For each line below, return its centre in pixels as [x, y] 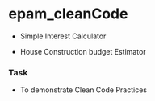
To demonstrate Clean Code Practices [84, 90]
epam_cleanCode [68, 14]
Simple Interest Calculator [63, 36]
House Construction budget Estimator [83, 51]
